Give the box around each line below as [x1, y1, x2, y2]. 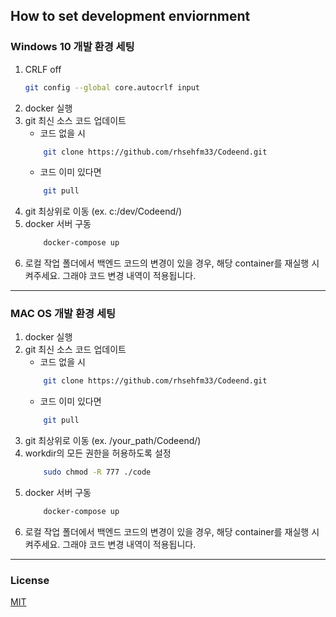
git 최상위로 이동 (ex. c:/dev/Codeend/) [24, 205, 183, 218]
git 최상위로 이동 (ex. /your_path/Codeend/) [24, 435, 202, 447]
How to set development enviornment [10, 8, 251, 25]
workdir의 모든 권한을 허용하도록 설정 [24, 447, 172, 459]
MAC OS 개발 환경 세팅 [10, 307, 116, 321]
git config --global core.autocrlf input [24, 82, 201, 93]
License [10, 573, 50, 587]
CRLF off [24, 63, 62, 75]
